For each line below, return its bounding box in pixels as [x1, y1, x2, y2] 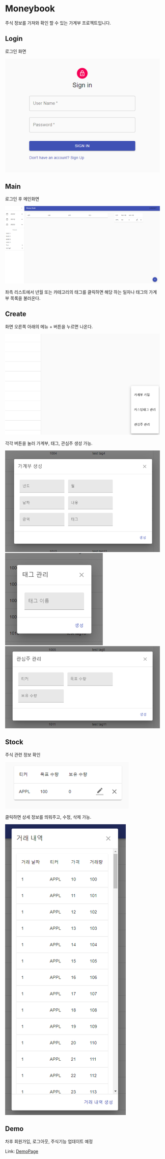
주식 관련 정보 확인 [5, 752, 41, 758]
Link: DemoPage [5, 1148, 38, 1154]
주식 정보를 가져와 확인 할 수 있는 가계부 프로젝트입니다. [5, 20, 111, 26]
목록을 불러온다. [10, 295, 41, 301]
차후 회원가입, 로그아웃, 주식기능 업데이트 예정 [5, 1138, 93, 1144]
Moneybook [5, 3, 55, 14]
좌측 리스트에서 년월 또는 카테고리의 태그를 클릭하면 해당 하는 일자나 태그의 [5, 289, 148, 295]
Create [5, 310, 27, 319]
